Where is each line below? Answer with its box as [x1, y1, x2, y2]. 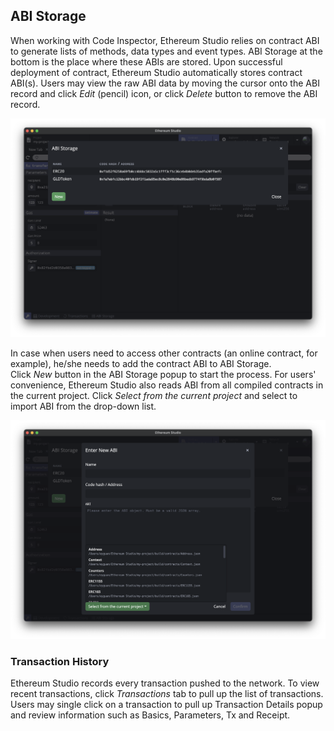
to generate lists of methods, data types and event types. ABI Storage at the [10, 45, 323, 57]
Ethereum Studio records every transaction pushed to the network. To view [10, 677, 320, 689]
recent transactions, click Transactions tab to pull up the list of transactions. [10, 687, 324, 699]
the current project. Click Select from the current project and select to [10, 389, 298, 401]
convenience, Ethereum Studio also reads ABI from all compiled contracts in [10, 379, 324, 391]
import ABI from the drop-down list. [10, 400, 157, 412]
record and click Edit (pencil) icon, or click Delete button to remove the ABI [10, 87, 318, 99]
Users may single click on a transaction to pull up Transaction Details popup [10, 698, 323, 710]
